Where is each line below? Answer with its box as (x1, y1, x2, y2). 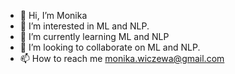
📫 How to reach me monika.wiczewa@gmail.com (19, 53, 225, 64)
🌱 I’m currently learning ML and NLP (19, 31, 170, 42)
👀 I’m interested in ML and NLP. (19, 20, 150, 32)
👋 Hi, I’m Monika (19, 10, 88, 21)
